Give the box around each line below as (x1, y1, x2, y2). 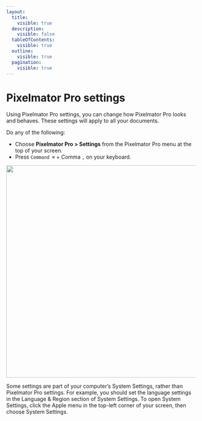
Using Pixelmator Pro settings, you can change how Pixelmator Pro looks (6, 111, 186, 118)
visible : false (17, 31, 55, 37)
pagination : (11, 59, 42, 65)
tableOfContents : (11, 37, 55, 43)
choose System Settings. (6, 408, 68, 416)
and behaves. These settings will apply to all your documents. (6, 117, 159, 124)
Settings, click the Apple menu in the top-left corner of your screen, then (6, 402, 186, 409)
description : (11, 25, 44, 32)
